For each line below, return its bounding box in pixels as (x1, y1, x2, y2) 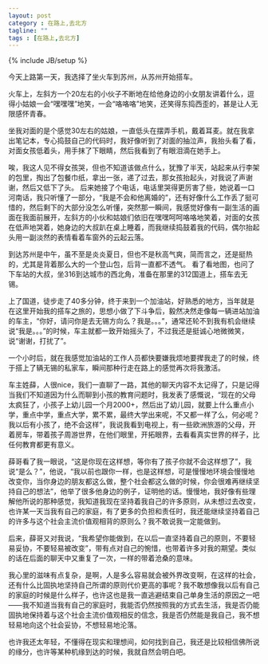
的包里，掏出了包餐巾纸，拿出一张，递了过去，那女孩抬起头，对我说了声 (8, 173, 246, 183)
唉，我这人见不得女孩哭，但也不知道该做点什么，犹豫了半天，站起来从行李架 (8, 163, 260, 172)
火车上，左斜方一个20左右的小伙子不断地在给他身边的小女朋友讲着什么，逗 (8, 89, 255, 99)
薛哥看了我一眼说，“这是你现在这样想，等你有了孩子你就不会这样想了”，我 (8, 457, 253, 466)
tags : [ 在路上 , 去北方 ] (8, 33, 81, 42)
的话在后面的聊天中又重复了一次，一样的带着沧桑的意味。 (8, 553, 197, 563)
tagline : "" (8, 26, 48, 34)
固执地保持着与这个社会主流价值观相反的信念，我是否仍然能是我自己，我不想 (8, 611, 260, 620)
